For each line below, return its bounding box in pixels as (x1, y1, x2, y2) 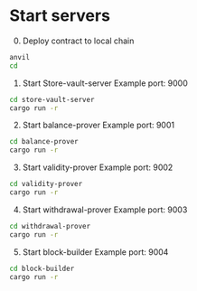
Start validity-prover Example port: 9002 (22, 162, 174, 173)
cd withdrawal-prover (9, 221, 91, 230)
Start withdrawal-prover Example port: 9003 (22, 204, 188, 215)
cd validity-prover (9, 180, 83, 189)
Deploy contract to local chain (22, 35, 135, 46)
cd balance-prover (9, 137, 79, 146)
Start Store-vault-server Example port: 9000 (22, 78, 188, 89)
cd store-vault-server (9, 95, 95, 104)
